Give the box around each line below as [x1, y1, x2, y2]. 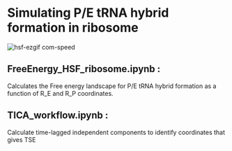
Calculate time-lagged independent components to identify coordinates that [7, 128, 225, 136]
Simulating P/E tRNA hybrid [7, 5, 169, 21]
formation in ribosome [7, 20, 139, 36]
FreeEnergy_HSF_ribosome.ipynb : [7, 63, 161, 75]
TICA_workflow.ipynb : [7, 110, 109, 122]
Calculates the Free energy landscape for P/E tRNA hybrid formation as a [7, 82, 217, 90]
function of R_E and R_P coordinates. [7, 89, 114, 97]
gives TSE [7, 135, 36, 144]
